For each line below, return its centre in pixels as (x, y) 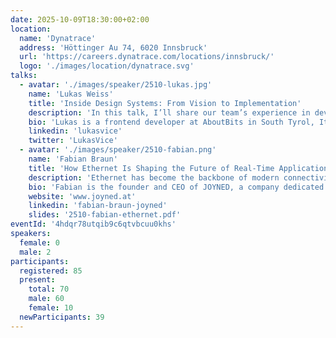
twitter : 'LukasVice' (73, 141)
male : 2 (35, 252)
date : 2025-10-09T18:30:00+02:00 (80, 19)
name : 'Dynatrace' (58, 38)
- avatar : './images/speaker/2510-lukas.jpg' (116, 85)
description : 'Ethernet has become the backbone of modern (154, 177)
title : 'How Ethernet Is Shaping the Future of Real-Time (151, 168)
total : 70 (49, 289)
